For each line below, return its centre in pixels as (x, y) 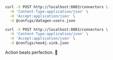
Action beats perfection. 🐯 (31, 52)
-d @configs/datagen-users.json (43, 20)
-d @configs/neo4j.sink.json (39, 43)
